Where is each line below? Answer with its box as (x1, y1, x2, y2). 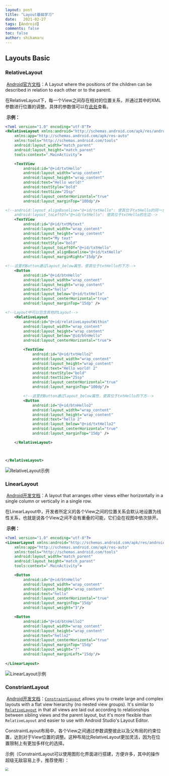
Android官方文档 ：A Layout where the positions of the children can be (6, 81, 152, 87)
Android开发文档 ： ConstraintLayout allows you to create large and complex (6, 696, 163, 702)
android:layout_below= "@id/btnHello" (23, 333, 102, 338)
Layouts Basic (5, 54, 50, 63)
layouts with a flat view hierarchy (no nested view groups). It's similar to (5, 702, 154, 708)
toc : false (5, 31, 28, 36)
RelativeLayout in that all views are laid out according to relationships (5, 707, 149, 713)
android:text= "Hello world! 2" (32, 365, 98, 371)
